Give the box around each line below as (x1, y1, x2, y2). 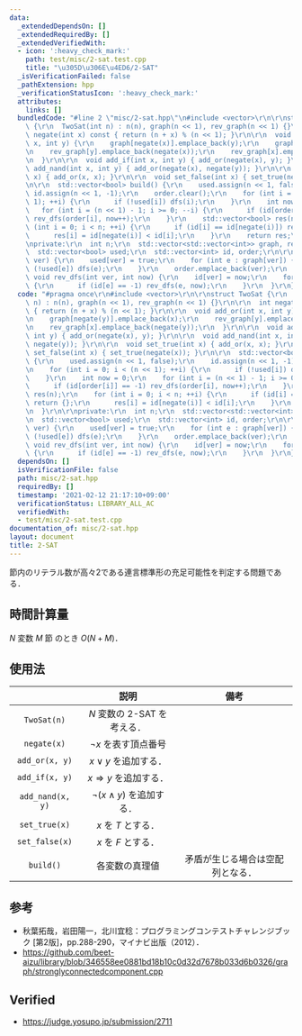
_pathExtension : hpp (17, 80, 94, 89)
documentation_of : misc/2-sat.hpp (9, 524, 139, 533)
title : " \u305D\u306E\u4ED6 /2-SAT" (25, 64, 159, 73)
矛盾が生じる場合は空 (184, 853, 276, 866)
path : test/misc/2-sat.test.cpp (25, 55, 147, 64)
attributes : (17, 96, 63, 106)
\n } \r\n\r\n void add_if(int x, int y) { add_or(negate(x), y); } (25, 155, 292, 165)
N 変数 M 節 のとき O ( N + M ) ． (9, 632, 123, 643)
